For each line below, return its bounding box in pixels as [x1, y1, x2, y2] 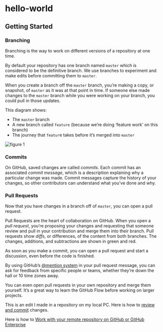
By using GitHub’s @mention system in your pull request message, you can [5, 262, 156, 268]
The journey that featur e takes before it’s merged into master [12, 132, 135, 138]
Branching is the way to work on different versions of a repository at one [5, 48, 150, 53]
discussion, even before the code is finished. [5, 253, 95, 259]
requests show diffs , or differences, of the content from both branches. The [5, 233, 157, 239]
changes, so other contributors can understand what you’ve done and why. [5, 180, 156, 186]
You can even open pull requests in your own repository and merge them [5, 282, 151, 288]
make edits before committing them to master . [5, 72, 97, 78]
